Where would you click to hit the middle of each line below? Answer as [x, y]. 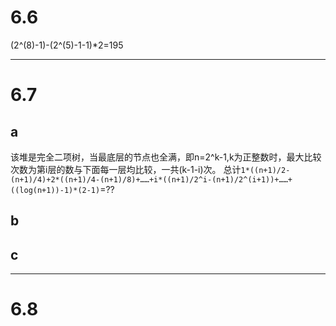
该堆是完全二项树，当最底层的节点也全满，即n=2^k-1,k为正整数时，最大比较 [166, 157]
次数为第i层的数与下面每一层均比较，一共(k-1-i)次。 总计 [126, 169]
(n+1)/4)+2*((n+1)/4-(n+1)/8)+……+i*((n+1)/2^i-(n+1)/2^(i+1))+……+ [151, 179]
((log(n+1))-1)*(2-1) [55, 190]
